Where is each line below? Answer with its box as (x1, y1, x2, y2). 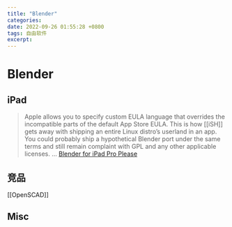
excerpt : (7, 36, 33, 43)
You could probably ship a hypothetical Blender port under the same (24, 135, 221, 143)
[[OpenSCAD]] (7, 190, 49, 199)
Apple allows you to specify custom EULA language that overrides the (24, 112, 225, 121)
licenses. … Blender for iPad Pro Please (24, 149, 138, 158)
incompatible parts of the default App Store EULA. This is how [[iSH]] (24, 120, 223, 129)
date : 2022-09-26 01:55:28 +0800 (7, 23, 105, 30)
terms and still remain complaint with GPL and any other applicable (24, 142, 217, 151)
